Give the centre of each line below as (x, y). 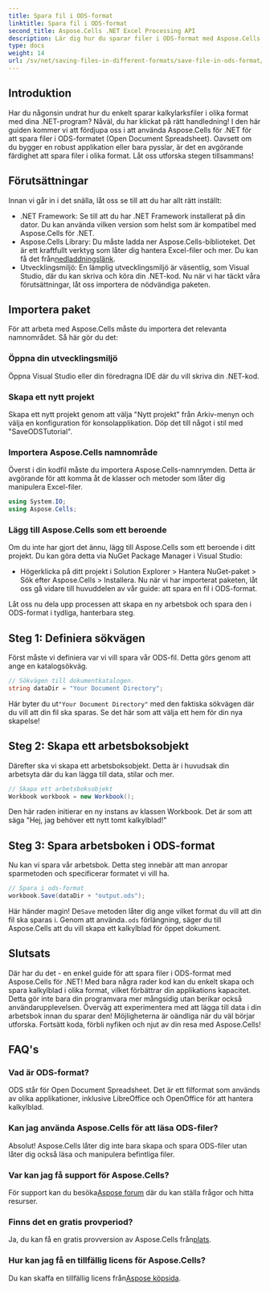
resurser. (23, 1202)
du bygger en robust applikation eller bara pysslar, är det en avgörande (126, 147)
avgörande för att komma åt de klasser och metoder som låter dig (117, 478)
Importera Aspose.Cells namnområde (83, 452)
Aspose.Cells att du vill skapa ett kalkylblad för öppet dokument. (115, 928)
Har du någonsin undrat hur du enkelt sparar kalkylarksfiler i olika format (129, 113)
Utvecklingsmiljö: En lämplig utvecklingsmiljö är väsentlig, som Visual (135, 267)
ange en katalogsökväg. (48, 666)
